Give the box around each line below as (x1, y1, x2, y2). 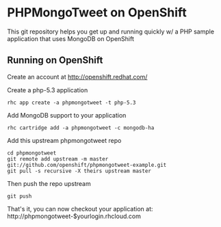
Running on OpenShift (7, 55, 103, 66)
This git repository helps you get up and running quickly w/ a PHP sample (7, 27, 214, 36)
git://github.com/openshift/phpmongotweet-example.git (7, 161, 167, 168)
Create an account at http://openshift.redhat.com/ (7, 72, 148, 81)
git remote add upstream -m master (7, 155, 109, 162)
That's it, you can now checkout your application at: (7, 204, 153, 213)
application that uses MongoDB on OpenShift (7, 34, 135, 42)
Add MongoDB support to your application (7, 111, 127, 119)
